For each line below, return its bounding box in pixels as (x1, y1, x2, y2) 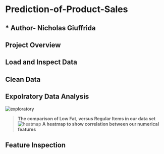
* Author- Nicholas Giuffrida (5, 24, 96, 32)
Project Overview (5, 40, 61, 49)
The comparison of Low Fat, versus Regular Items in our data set (17, 115, 156, 122)
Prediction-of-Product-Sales (5, 4, 128, 15)
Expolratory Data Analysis (5, 92, 89, 101)
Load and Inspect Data (5, 58, 77, 67)
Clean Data (5, 75, 41, 84)
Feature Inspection (5, 140, 66, 149)
